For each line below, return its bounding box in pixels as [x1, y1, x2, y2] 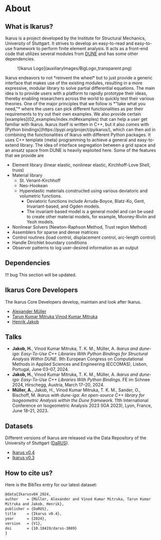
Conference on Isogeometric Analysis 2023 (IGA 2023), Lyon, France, [12, 403, 152, 408]
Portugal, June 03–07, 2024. [12, 366, 69, 372]
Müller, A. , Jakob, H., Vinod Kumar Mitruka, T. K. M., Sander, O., [12, 387, 141, 393]
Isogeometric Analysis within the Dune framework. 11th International [12, 398, 149, 404]
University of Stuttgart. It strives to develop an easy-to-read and [5, 40, 134, 46]
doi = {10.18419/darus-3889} [5, 526, 77, 531]
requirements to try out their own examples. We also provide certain [5, 111, 142, 117]
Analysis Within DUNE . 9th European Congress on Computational [12, 356, 143, 362]
